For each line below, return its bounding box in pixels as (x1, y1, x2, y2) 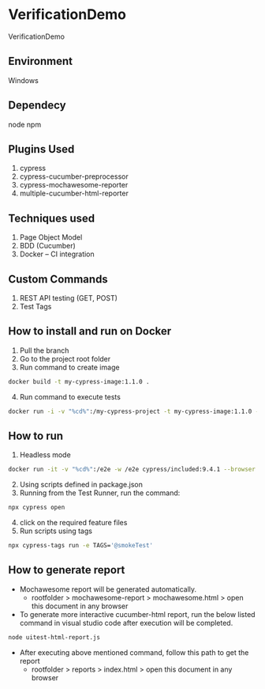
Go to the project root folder (19, 354, 111, 363)
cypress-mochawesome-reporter (19, 180, 129, 190)
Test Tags (19, 302, 52, 311)
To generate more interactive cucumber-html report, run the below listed (19, 609, 256, 619)
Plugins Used (8, 142, 75, 156)
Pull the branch (19, 346, 69, 355)
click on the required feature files (19, 518, 128, 528)
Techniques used (8, 211, 95, 225)
